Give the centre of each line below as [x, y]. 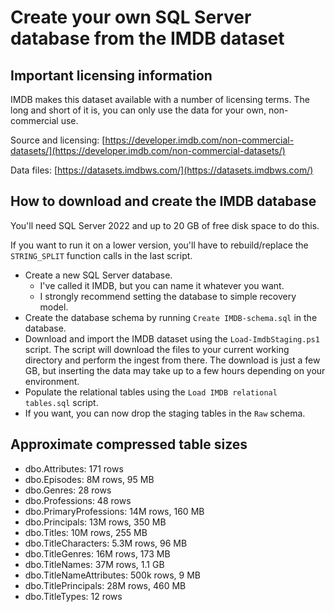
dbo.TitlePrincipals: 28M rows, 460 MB [105, 585]
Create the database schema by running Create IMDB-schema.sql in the [171, 317]
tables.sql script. [61, 402]
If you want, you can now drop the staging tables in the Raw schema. [165, 413]
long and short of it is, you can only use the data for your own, [138, 110]
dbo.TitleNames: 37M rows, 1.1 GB [94, 564]
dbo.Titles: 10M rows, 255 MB [86, 532]
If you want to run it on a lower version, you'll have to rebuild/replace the [159, 245]
